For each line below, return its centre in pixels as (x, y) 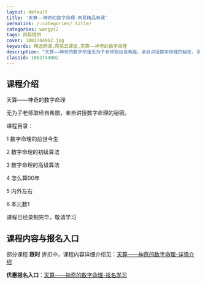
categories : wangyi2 (33, 29)
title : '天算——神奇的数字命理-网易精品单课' (57, 18)
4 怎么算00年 (23, 178)
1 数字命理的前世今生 (32, 139)
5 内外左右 (20, 191)
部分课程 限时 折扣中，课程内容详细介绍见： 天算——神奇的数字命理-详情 (98, 255)
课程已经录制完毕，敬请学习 (41, 217)
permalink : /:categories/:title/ (49, 23)
